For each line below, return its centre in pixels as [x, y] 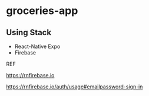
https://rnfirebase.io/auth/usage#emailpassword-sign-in [74, 87]
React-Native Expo [37, 46]
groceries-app [42, 11]
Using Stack [29, 32]
